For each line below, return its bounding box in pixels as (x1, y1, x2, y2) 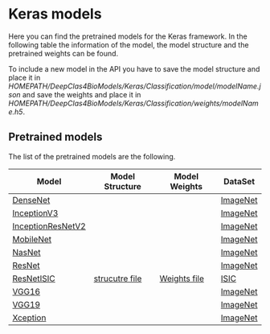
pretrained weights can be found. (8, 48, 119, 58)
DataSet (223, 175, 256, 187)
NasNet (12, 246, 42, 258)
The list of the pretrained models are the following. (8, 151, 176, 161)
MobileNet (12, 233, 52, 245)
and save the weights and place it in (22, 89, 141, 99)
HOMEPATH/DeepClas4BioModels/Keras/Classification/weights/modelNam (8, 98, 259, 108)
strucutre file (93, 273, 142, 284)
